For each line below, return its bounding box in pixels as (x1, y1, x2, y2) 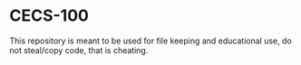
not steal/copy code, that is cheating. (9, 44, 149, 55)
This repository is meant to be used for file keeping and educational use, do (9, 35, 292, 46)
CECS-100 (9, 5, 89, 26)
